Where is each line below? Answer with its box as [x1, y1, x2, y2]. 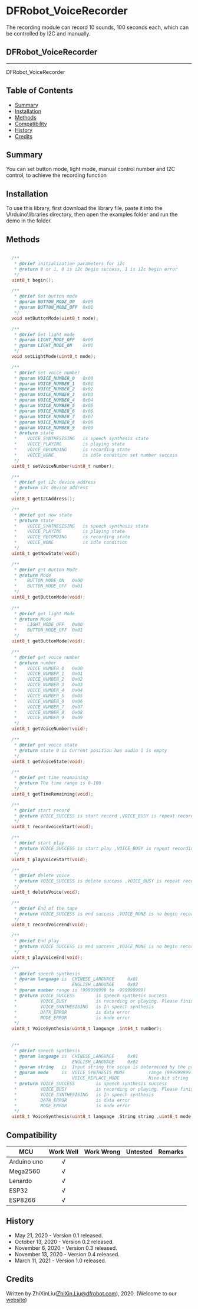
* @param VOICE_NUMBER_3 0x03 [14, 392, 94, 397]
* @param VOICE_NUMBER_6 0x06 [14, 408, 94, 414]
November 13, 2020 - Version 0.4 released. [14, 1250, 120, 1258]
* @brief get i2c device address [14, 479, 96, 486]
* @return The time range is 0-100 [14, 780, 101, 786]
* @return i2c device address [14, 485, 88, 491]
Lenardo [9, 1177, 32, 1185]
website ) [6, 1296, 28, 1303]
